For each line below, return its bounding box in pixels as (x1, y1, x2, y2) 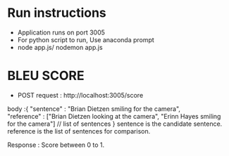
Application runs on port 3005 (17, 28, 106, 37)
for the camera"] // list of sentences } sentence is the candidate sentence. (7, 119, 223, 128)
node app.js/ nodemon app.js (17, 43, 104, 51)
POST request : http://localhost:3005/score (17, 91, 144, 99)
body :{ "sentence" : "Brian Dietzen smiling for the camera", (7, 104, 181, 113)
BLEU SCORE (7, 68, 85, 84)
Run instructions (7, 5, 107, 21)
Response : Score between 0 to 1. (7, 141, 105, 149)
